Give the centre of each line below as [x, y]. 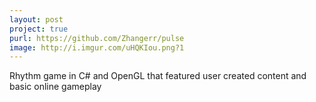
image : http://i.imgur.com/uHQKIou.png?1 [97, 47]
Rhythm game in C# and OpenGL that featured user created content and [158, 76]
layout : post [36, 19]
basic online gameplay [55, 87]
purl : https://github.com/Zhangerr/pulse [97, 38]
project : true [39, 29]
